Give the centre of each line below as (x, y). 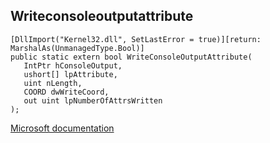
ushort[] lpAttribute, (70, 74)
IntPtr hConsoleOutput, (73, 65)
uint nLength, (53, 83)
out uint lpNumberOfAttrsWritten (93, 100)
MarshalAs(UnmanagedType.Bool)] (77, 48)
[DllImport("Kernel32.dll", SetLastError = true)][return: (136, 39)
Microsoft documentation (62, 128)
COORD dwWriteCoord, (66, 92)
